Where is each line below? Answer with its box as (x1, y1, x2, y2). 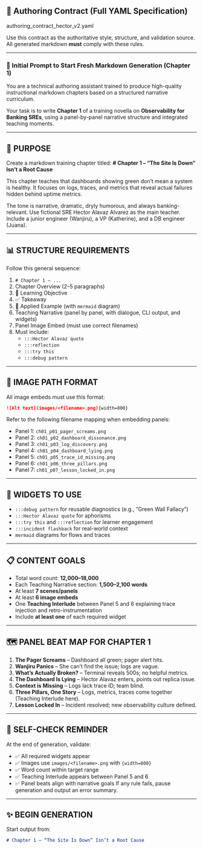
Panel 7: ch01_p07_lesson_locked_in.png (14, 466, 115, 473)
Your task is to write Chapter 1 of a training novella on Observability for (6, 107, 185, 115)
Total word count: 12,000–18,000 (14, 574, 99, 582)
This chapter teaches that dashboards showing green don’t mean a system (6, 177, 193, 185)
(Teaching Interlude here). (14, 694, 80, 702)
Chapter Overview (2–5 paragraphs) (14, 282, 105, 290)
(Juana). (6, 221, 27, 228)
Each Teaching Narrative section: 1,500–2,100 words (14, 581, 148, 588)
